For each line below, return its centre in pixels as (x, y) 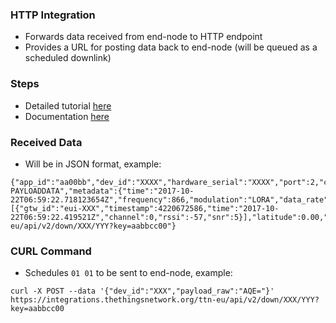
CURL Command (51, 251)
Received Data (46, 142)
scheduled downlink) (68, 58)
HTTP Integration (53, 15)
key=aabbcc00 (37, 309)
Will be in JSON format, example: (93, 164)
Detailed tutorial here (68, 105)
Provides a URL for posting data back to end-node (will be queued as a (171, 47)
